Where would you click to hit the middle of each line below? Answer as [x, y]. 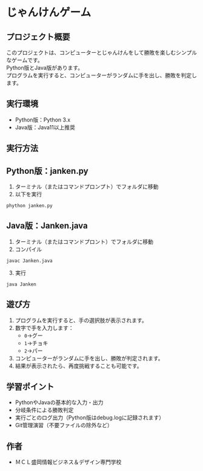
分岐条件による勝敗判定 [44, 410]
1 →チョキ [36, 343]
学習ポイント [30, 387]
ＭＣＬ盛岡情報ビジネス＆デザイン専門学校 [68, 462]
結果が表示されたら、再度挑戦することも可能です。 [78, 366]
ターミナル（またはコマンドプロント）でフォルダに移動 [84, 241]
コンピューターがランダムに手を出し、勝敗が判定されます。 [89, 358]
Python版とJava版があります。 [45, 68]
